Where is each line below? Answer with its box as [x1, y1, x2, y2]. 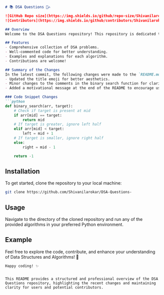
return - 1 [14, 154, 34, 159]
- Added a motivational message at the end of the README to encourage [5, 86, 154, 91]
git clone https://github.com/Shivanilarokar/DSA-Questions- [5, 189, 132, 195]
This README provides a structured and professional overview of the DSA [5, 276, 159, 281]
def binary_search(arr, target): [5, 104, 73, 108]
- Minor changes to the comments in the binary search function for [5, 81, 147, 86]
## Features [5, 40, 29, 45]
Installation [5, 167, 40, 175]
